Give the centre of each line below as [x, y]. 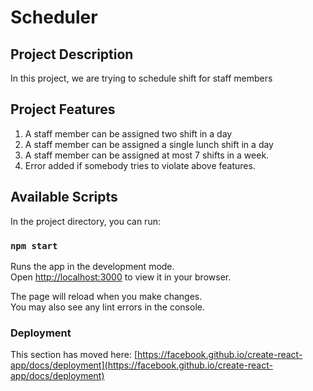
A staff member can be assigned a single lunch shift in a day [149, 144]
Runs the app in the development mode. [92, 266]
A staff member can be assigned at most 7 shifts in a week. [147, 155]
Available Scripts [64, 197]
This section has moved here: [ [74, 355]
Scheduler [54, 17]
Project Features [63, 109]
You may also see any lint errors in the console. [107, 307]
